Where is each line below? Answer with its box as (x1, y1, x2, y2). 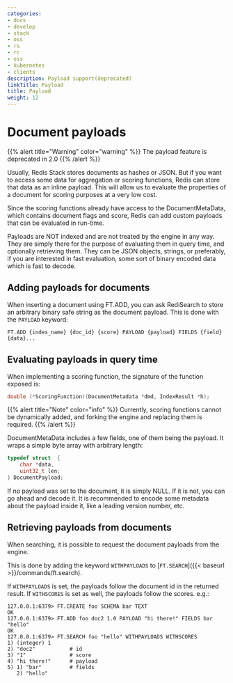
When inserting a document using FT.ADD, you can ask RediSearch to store (7, 300, 224, 308)
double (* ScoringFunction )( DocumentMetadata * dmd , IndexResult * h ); (7, 393, 210, 400)
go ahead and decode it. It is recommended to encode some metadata (7, 494, 209, 502)
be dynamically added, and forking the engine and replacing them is (7, 413, 203, 421)
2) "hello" (16, 670, 49, 677)
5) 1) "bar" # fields (7, 664, 95, 670)
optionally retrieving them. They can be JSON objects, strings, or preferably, (7, 246, 226, 255)
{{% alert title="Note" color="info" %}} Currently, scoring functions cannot (7, 405, 221, 414)
